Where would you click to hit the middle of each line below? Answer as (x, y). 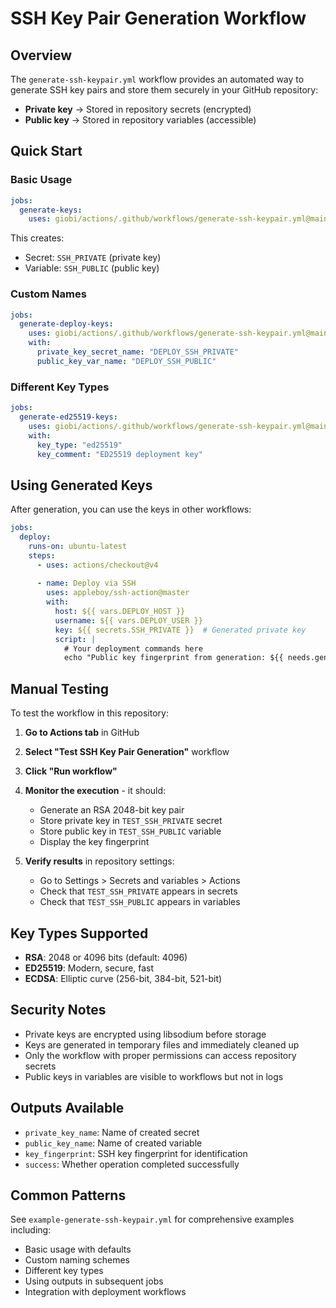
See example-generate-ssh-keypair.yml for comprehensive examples (152, 1219)
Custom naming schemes (77, 1260)
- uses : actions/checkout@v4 (97, 565)
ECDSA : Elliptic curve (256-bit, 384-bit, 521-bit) (123, 978)
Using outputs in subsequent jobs (94, 1281)
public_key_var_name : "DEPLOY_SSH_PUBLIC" (126, 361)
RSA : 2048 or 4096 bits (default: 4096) (106, 957)
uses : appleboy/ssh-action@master (118, 593)
